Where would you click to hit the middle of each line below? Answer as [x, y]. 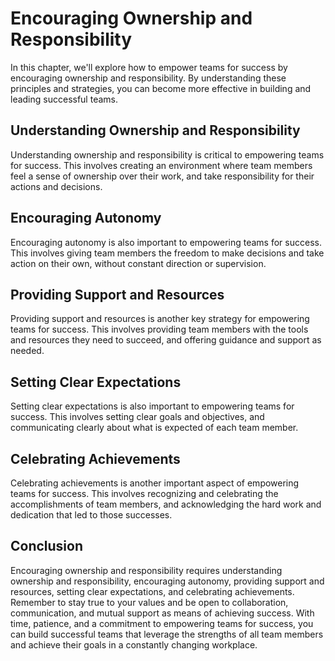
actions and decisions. [56, 186]
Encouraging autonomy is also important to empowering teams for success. [166, 242]
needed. [27, 351]
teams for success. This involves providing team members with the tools [159, 329]
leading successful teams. [64, 99]
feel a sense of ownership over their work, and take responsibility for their [162, 176]
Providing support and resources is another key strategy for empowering [160, 319]
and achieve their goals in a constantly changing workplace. [134, 644]
